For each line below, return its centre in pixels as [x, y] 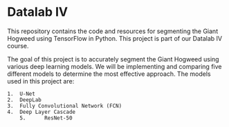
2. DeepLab [24, 100]
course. [18, 46]
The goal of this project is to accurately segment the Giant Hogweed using [113, 59]
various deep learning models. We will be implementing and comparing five [114, 66]
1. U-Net [21, 94]
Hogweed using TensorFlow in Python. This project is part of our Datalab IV [115, 38]
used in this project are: [41, 81]
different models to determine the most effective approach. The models [109, 74]
